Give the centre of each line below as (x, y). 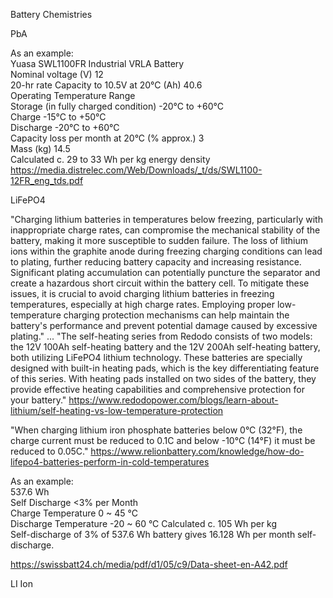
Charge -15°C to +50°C (58, 117)
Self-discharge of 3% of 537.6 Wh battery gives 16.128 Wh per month (153, 534)
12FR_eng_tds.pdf (47, 180)
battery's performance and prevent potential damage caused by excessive (164, 325)
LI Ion (22, 583)
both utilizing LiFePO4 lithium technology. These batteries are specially (156, 357)
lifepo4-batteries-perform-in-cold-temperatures (110, 462)
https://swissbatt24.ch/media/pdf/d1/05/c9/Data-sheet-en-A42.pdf (149, 564)
